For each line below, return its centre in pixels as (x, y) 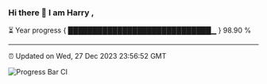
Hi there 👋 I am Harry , (51, 13)
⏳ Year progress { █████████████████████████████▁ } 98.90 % (130, 30)
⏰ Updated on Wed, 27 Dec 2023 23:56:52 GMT (87, 56)
